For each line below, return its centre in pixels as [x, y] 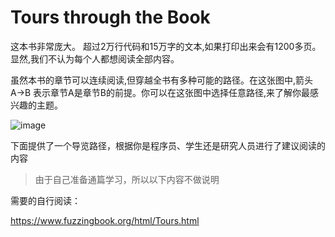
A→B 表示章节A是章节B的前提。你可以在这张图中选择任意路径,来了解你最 [160, 92]
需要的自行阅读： [45, 200]
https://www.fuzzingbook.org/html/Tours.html [105, 220]
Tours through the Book [110, 17]
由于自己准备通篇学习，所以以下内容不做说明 [127, 179]
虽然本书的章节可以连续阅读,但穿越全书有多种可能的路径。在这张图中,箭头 [162, 80]
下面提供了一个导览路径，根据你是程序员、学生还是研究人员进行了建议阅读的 [168, 145]
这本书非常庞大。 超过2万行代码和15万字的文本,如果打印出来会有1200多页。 [166, 46]
